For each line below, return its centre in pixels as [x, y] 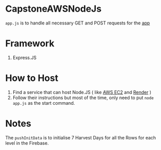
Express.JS [24, 57]
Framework [30, 43]
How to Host [32, 78]
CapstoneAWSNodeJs [53, 9]
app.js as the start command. [44, 103]
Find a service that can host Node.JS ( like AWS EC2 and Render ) [82, 92]
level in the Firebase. [27, 143]
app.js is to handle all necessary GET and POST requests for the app [78, 23]
